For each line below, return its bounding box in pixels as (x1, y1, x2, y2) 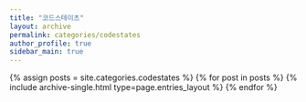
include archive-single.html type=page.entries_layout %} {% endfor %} (9, 82, 278, 93)
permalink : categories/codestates (9, 30, 142, 39)
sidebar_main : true (9, 47, 84, 56)
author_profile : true (9, 38, 92, 48)
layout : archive (9, 22, 71, 31)
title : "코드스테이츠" (9, 13, 85, 23)
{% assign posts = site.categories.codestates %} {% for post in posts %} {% (9, 72, 298, 83)
